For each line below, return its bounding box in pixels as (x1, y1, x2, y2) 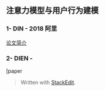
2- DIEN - (6, 54, 33, 62)
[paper (6, 67, 22, 75)
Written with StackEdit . (20, 79, 76, 86)
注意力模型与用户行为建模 (6, 5, 99, 16)
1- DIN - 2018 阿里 (6, 25, 57, 33)
